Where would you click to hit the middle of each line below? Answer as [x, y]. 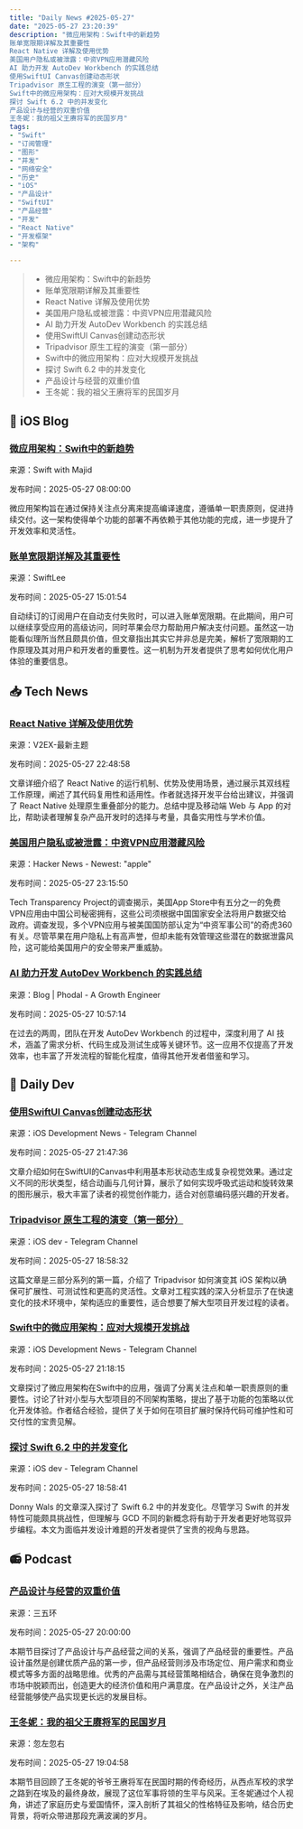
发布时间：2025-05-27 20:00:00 [70, 1632]
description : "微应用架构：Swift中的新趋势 [85, 34]
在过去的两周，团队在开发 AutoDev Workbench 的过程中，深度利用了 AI [142, 1033]
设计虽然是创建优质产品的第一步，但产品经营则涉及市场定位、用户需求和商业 [151, 1662]
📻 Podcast [41, 1559]
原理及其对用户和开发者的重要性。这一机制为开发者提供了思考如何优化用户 [155, 650]
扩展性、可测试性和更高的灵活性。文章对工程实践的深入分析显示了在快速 [159, 1291]
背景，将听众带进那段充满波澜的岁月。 [80, 1815]
